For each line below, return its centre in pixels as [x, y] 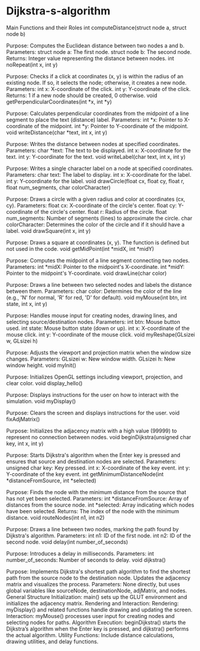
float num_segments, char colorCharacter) [58, 187]
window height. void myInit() [41, 365]
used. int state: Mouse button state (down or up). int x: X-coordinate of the [98, 328]
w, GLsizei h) [22, 341]
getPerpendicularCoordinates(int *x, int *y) [59, 102]
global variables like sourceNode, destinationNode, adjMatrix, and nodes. [97, 591]
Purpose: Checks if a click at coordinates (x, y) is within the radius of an [95, 76]
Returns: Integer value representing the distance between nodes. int [90, 58]
